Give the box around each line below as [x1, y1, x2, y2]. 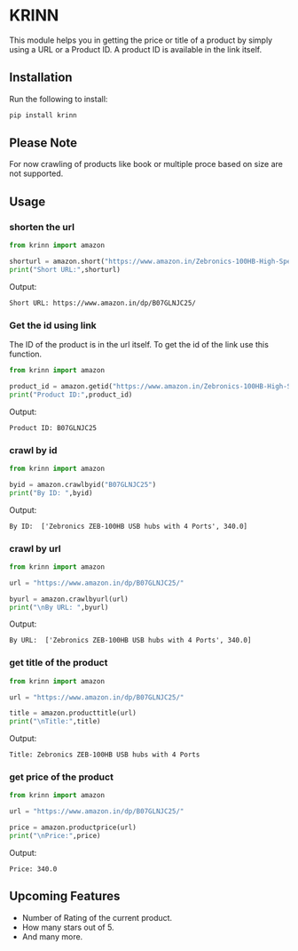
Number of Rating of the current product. [21, 912, 173, 923]
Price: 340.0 [9, 864, 58, 874]
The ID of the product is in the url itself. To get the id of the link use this [9, 340, 269, 350]
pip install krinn [9, 110, 77, 120]
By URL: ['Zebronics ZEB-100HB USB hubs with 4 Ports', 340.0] [9, 636, 252, 645]
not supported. [9, 168, 64, 179]
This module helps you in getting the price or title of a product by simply [9, 35, 273, 45]
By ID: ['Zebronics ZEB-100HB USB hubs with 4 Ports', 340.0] [9, 522, 248, 531]
